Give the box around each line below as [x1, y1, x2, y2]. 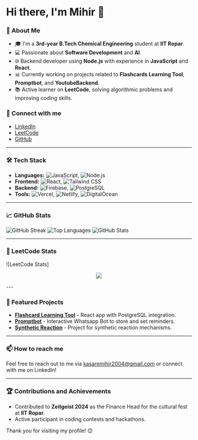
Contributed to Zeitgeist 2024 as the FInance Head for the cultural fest [14, 403, 187, 410]
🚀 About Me [6, 27, 41, 35]
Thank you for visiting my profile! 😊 [6, 427, 93, 434]
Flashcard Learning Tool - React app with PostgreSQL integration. [14, 311, 176, 318]
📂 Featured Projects [6, 298, 64, 306]
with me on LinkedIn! [6, 367, 57, 374]
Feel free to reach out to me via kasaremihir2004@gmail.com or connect [6, 360, 183, 367]
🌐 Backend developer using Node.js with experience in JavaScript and [14, 57, 189, 64]
